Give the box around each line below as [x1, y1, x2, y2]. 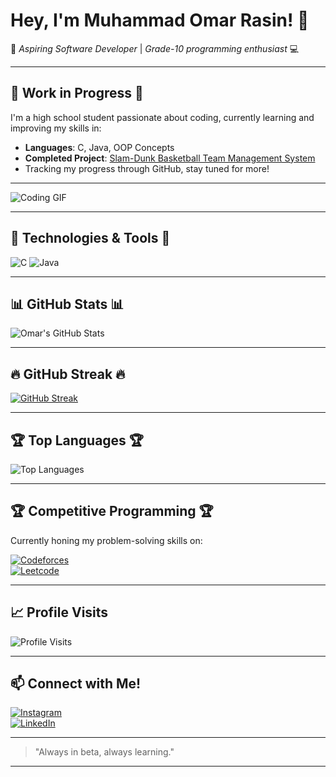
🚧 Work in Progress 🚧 [10, 85, 144, 102]
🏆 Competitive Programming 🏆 [10, 503, 214, 520]
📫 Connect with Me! [10, 675, 142, 693]
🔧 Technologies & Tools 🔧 [10, 230, 171, 247]
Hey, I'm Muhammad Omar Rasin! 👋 [10, 9, 310, 32]
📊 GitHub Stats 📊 [10, 295, 125, 313]
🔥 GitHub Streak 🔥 [10, 365, 126, 383]
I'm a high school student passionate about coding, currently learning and [10, 111, 315, 123]
